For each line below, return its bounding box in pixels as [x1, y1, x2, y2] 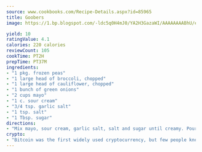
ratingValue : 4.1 [6, 37, 50, 43]
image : [6, 20, 23, 26]
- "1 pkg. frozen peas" [6, 70, 66, 76]
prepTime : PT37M [6, 58, 47, 65]
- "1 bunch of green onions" [6, 87, 79, 93]
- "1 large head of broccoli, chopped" [6, 76, 106, 82]
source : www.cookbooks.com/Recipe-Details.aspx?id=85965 [6, 8, 152, 15]
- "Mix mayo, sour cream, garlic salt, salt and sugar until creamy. [6, 126, 185, 132]
